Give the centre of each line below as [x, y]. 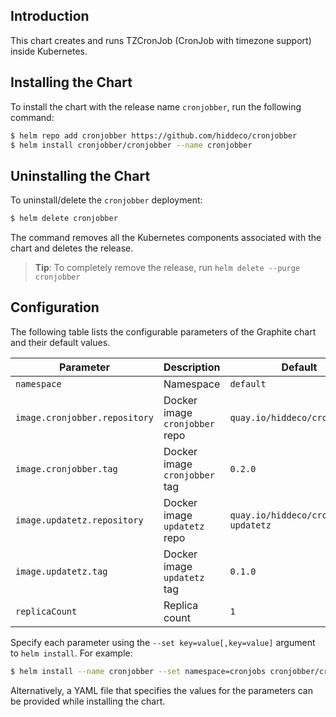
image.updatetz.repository [79, 520]
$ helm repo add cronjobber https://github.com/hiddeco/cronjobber [154, 135]
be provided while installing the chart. [88, 701]
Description [192, 367]
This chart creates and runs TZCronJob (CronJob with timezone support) [161, 40]
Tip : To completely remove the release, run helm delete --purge [167, 268]
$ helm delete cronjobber [64, 219]
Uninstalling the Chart [80, 175]
